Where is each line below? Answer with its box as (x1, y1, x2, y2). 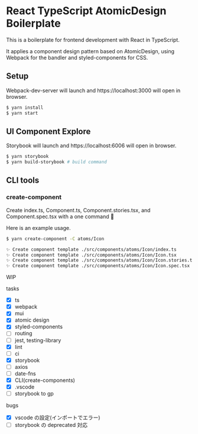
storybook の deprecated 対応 (14, 422, 87, 429)
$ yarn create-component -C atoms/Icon (6, 235, 105, 242)
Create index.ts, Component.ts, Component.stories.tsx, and (6, 206, 151, 213)
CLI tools (6, 176, 40, 186)
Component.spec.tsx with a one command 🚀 (6, 213, 114, 220)
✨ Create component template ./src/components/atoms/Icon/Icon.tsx (6, 252, 177, 258)
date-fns (14, 370, 37, 377)
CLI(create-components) (14, 377, 76, 384)
